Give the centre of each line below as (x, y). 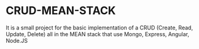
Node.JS (17, 40)
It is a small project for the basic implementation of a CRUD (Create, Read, (99, 28)
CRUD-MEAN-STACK (61, 11)
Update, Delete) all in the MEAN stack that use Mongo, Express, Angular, (98, 34)
